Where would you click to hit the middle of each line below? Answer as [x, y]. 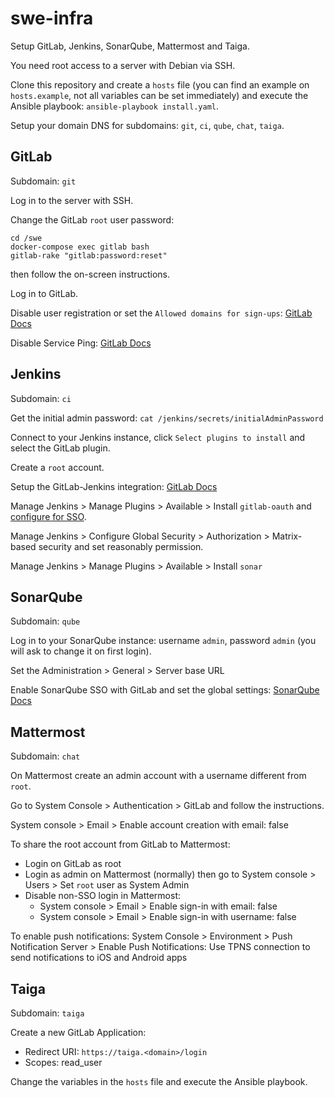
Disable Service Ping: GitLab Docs [81, 343]
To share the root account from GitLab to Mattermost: [120, 844]
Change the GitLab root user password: [92, 219]
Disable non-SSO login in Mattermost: [103, 896]
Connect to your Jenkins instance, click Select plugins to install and [158, 437]
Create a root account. [57, 467]
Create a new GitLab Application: [78, 1032]
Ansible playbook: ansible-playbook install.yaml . [115, 106]
